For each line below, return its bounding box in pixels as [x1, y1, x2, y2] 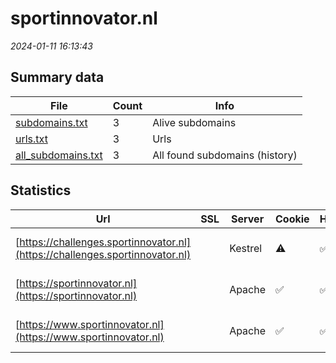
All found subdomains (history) [152, 148, 298, 162]
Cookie [275, 212, 310, 226]
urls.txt [15, 132, 48, 146]
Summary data [10, 69, 105, 86]
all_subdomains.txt [15, 148, 103, 162]
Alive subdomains [152, 115, 237, 129]
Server [231, 212, 265, 226]
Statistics [10, 182, 72, 199]
